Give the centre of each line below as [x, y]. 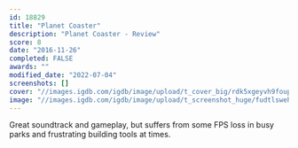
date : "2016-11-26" [45, 51]
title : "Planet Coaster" [55, 26]
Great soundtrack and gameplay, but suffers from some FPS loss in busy [142, 125]
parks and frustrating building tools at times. [90, 135]
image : [21, 100]
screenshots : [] [39, 83]
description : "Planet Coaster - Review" [85, 34]
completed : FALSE [41, 58]
